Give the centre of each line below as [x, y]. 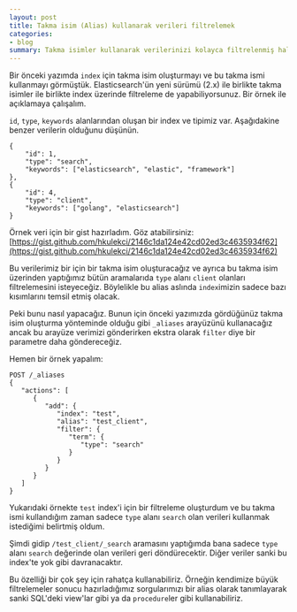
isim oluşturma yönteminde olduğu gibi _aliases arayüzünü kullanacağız [141, 323]
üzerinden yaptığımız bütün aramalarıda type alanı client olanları [127, 278]
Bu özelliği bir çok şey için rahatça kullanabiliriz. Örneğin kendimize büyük [144, 579]
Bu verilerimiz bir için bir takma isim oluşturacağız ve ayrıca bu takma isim [144, 268]
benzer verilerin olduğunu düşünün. [74, 130]
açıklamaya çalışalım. [48, 103]
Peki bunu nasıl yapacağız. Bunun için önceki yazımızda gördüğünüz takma [146, 314]
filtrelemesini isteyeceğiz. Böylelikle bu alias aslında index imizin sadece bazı [148, 287]
